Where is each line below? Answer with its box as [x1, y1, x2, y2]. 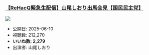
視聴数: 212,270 [12, 32, 45, 38]
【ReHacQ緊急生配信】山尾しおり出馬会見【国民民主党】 [5, 4, 144, 11]
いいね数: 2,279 [12, 38, 46, 44]
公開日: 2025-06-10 [12, 26, 54, 32]
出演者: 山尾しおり [12, 45, 51, 51]
